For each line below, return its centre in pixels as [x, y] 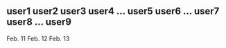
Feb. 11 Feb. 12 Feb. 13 [38, 38]
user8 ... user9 [39, 22]
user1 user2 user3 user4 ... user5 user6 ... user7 [113, 11]
